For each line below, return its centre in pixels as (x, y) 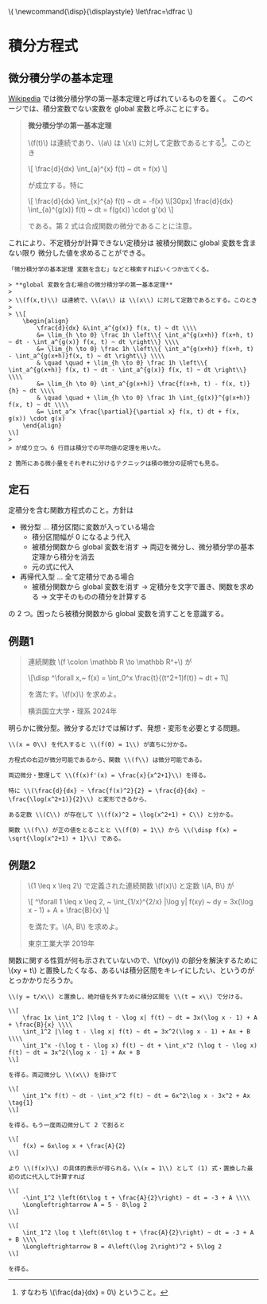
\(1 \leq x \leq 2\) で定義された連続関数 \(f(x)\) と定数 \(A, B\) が (131, 886)
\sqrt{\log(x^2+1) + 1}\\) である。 (66, 839)
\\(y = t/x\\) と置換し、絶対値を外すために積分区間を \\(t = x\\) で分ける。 (127, 997)
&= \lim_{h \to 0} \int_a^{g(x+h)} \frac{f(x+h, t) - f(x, (137, 384)
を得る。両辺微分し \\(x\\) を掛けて (63, 1075)
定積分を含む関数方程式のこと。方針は (71, 510)
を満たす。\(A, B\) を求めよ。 (75, 927)
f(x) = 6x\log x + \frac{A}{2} (74, 1146)
